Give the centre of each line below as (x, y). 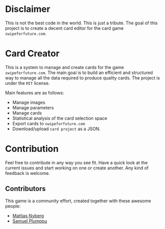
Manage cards (27, 113)
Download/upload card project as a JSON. (56, 129)
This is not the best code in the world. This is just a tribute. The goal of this (81, 23)
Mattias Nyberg (28, 216)
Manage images (29, 102)
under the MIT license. (27, 83)
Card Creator (32, 54)
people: (13, 206)
